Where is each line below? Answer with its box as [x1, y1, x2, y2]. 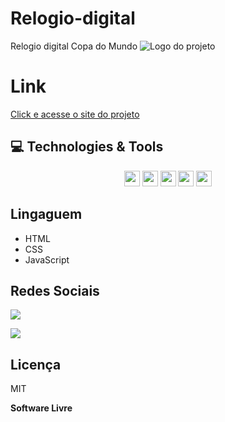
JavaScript [24, 253, 70, 266]
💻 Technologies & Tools [10, 138, 164, 156]
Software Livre [10, 402, 73, 414]
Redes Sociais [10, 282, 100, 299]
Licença [10, 356, 62, 373]
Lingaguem [10, 206, 83, 223]
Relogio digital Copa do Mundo [10, 40, 138, 52]
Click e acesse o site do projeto [10, 108, 140, 120]
